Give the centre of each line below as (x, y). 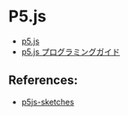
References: (43, 81)
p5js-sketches (48, 102)
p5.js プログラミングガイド (71, 52)
